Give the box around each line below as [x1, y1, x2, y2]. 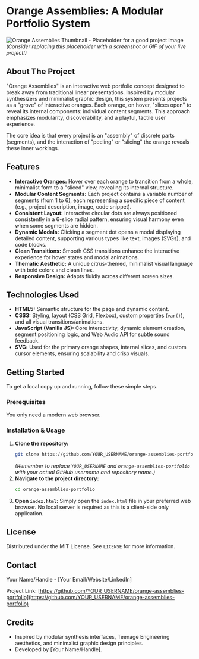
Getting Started [6, 367, 65, 377]
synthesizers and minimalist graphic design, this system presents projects [6, 95, 187, 102]
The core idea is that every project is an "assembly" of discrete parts [6, 132, 175, 139]
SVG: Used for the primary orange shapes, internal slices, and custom [14, 344, 187, 351]
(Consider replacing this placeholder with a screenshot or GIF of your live [6, 43, 186, 50]
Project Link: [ [6, 587, 40, 595]
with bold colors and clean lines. [14, 266, 94, 273]
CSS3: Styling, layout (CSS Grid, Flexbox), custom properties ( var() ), [14, 312, 185, 319]
